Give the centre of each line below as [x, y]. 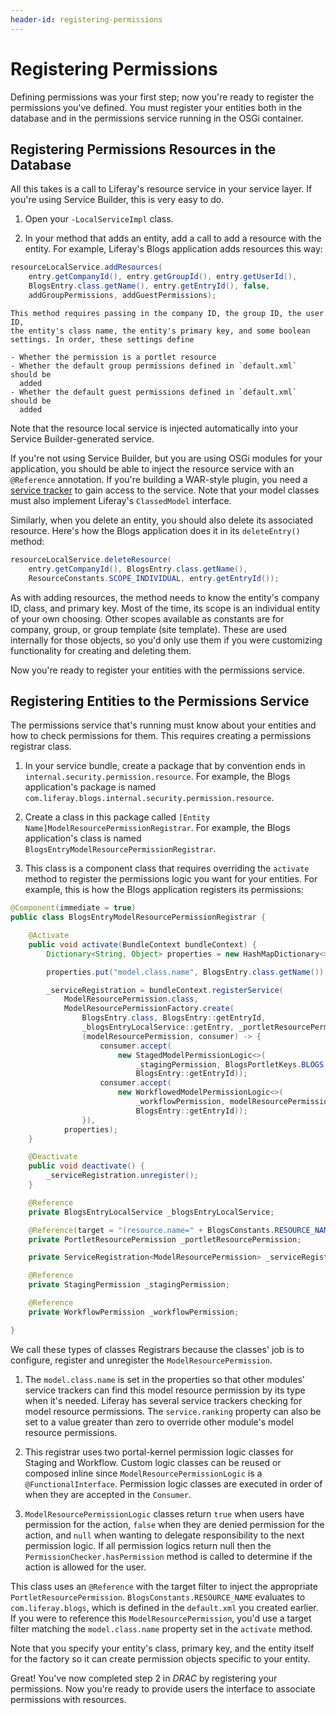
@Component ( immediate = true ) [73, 908]
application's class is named [83, 838]
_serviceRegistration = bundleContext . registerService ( [165, 990]
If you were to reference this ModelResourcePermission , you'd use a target [161, 1618]
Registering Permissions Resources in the [143, 149]
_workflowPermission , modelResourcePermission [234, 1102]
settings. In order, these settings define [102, 339]
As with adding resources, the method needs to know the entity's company [165, 597]
